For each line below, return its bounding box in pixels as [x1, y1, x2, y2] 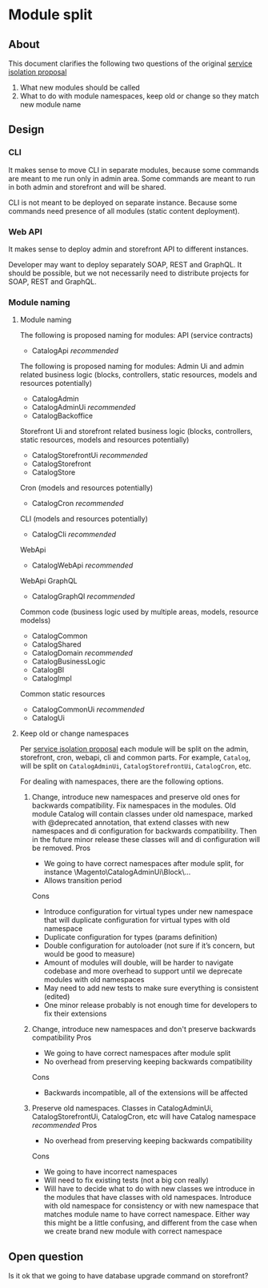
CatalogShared [31, 640, 82, 649]
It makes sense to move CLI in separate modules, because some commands [8, 165, 259, 175]
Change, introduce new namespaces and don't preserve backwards [31, 1025, 256, 1034]
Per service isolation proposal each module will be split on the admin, [19, 744, 249, 754]
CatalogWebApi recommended [31, 560, 134, 570]
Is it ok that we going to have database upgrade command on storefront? [8, 1271, 249, 1281]
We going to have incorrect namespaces [43, 1167, 178, 1177]
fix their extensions [43, 1009, 107, 1018]
